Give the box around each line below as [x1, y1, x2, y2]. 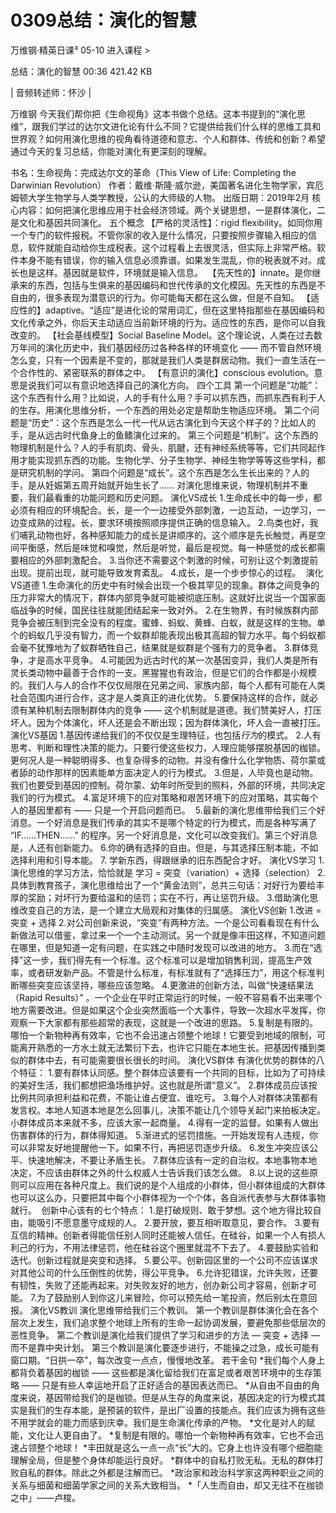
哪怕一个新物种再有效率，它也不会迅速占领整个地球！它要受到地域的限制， [10, 1029, 317, 1041]
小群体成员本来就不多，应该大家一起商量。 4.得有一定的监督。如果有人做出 [10, 1116, 319, 1128]
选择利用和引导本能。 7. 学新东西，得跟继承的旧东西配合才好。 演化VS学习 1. [10, 854, 325, 866]
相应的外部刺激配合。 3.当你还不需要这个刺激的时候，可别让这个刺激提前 [18, 554, 319, 566]
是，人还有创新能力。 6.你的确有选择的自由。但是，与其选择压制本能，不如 [10, 841, 319, 853]
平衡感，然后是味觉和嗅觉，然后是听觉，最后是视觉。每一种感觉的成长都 [18, 541, 317, 553]
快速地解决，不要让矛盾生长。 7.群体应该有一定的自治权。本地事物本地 [27, 1154, 318, 1166]
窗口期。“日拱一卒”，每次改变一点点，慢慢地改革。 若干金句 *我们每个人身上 [10, 1354, 326, 1366]
